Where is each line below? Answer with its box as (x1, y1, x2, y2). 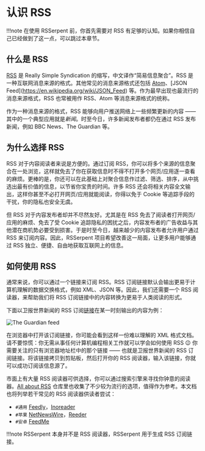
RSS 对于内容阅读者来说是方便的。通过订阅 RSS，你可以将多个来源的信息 (6, 159, 190, 167)
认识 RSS (6, 5, 52, 20)
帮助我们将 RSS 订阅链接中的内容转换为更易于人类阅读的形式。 (27, 294, 185, 301)
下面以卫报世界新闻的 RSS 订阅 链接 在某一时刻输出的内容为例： (6, 307, 164, 314)
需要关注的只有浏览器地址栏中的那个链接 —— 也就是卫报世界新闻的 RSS (6, 346, 187, 354)
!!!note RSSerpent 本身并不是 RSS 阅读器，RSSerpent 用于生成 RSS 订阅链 (6, 430, 193, 438)
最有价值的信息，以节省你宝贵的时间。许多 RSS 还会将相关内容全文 (16, 183, 185, 190)
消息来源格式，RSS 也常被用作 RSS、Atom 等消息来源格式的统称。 (6, 94, 173, 101)
